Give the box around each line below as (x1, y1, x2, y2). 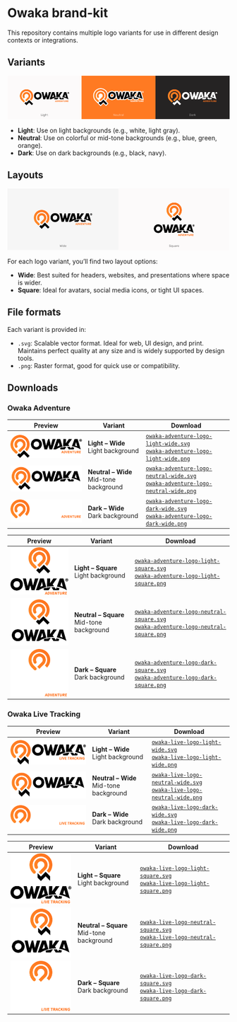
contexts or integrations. (7, 35, 79, 44)
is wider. (17, 278, 42, 287)
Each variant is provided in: (7, 325, 87, 333)
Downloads (7, 382, 59, 394)
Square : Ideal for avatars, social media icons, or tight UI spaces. (17, 285, 205, 294)
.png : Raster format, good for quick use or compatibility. (17, 361, 181, 369)
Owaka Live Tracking (7, 709, 81, 719)
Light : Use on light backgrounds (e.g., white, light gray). (17, 126, 181, 135)
